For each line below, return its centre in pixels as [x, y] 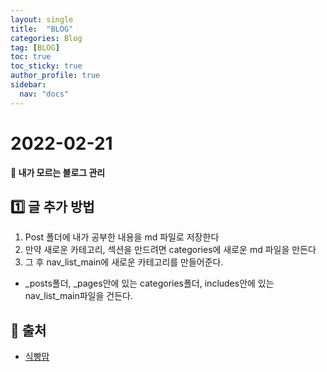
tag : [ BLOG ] [35, 47]
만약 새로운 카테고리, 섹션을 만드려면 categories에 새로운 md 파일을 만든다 [170, 250]
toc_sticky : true [46, 66]
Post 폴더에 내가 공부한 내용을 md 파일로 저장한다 [122, 237]
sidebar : [28, 85]
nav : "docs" [44, 94]
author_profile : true [55, 76]
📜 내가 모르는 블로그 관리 [58, 172]
